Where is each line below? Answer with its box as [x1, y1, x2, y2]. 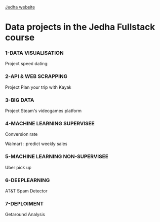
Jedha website [5, 4, 36, 10]
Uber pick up [5, 164, 32, 170]
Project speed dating [5, 61, 48, 67]
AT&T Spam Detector [5, 187, 48, 194]
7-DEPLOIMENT [5, 200, 44, 207]
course [5, 32, 35, 43]
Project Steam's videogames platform [5, 108, 82, 114]
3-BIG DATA [5, 96, 35, 103]
